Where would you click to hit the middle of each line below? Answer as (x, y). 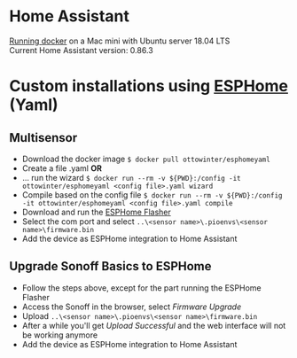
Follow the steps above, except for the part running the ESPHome (141, 288)
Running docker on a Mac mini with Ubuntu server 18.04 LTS (120, 41)
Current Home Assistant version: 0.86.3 (81, 50)
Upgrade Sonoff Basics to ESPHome (110, 266)
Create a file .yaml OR (62, 168)
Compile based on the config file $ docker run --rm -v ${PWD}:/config (152, 195)
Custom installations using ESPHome (148, 86)
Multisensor (43, 138)
